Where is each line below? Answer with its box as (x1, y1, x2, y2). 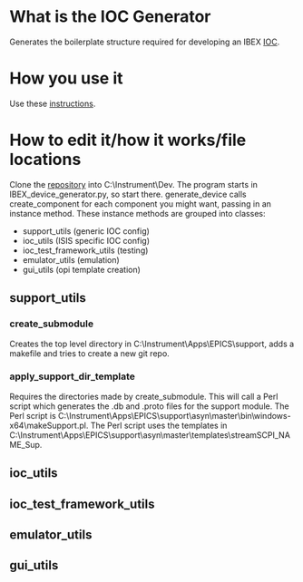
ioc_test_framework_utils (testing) (22, 245, 149, 256)
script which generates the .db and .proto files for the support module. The (9, 401, 289, 412)
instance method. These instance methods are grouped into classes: (9, 208, 266, 218)
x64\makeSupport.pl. (9, 420, 89, 431)
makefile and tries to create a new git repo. (9, 347, 170, 359)
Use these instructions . (9, 98, 96, 109)
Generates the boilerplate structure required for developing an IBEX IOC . (9, 36, 280, 47)
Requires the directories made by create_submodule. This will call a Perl (9, 391, 279, 402)
